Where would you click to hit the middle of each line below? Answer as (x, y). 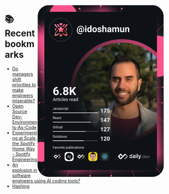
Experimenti (24, 133)
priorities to (24, 84)
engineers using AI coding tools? (46, 180)
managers (22, 74)
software (21, 175)
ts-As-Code (24, 127)
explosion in (24, 170)
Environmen (24, 122)
